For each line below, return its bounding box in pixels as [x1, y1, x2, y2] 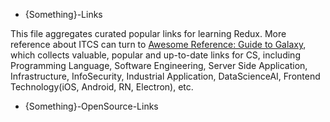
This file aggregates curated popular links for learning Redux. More [10, 28, 287, 39]
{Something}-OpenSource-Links [24, 100, 159, 112]
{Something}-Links [24, 9, 103, 20]
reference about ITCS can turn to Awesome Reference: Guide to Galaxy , [10, 39, 307, 50]
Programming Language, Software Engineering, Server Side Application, [10, 60, 308, 71]
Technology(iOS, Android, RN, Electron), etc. [10, 81, 194, 93]
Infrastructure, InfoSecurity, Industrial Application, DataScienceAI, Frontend [10, 70, 321, 82]
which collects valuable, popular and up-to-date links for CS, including [10, 49, 301, 61]
